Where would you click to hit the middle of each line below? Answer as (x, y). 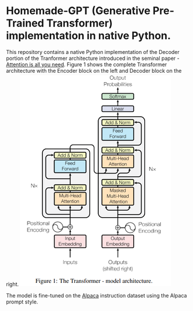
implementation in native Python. (89, 36)
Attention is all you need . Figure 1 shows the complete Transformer (87, 64)
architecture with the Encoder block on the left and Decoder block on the (94, 70)
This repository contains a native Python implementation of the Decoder (93, 52)
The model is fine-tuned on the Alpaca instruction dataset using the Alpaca (96, 295)
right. (13, 284)
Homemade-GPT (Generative (78, 11)
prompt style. (22, 302)
